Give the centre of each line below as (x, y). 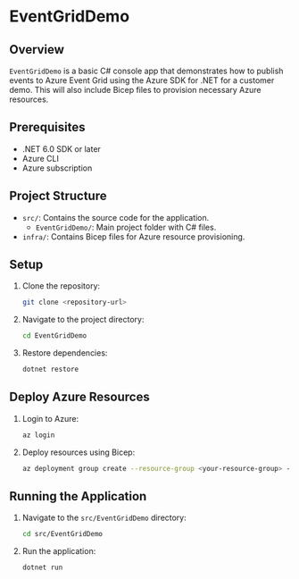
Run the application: (59, 551)
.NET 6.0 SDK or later (61, 148)
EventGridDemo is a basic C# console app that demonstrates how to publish (146, 71)
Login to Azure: (50, 418)
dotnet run (42, 568)
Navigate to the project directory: (83, 320)
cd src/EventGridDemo (62, 534)
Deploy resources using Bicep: (79, 452)
